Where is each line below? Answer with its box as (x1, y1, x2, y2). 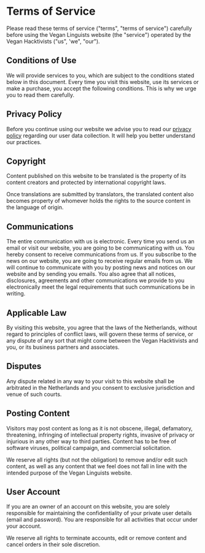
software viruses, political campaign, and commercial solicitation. (6, 444, 172, 451)
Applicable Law (6, 308, 67, 318)
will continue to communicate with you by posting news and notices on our (6, 264, 196, 271)
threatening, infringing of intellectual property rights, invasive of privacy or (6, 431, 195, 438)
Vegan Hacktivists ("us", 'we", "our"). (6, 37, 100, 45)
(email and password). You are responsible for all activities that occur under (6, 516, 198, 524)
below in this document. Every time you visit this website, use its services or (6, 78, 199, 85)
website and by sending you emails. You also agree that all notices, (6, 270, 176, 278)
